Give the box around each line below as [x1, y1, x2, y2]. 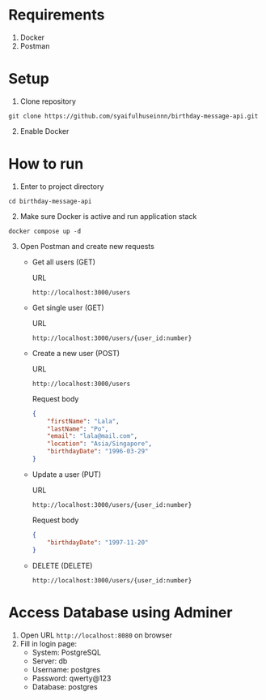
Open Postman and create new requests [19, 241, 155, 251]
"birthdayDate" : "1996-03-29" [47, 448, 149, 456]
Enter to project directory [19, 181, 104, 191]
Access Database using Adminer [8, 603, 233, 621]
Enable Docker [19, 126, 70, 135]
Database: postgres [32, 681, 99, 691]
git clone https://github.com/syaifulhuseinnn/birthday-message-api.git [8, 112, 259, 120]
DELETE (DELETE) [32, 560, 93, 570]
